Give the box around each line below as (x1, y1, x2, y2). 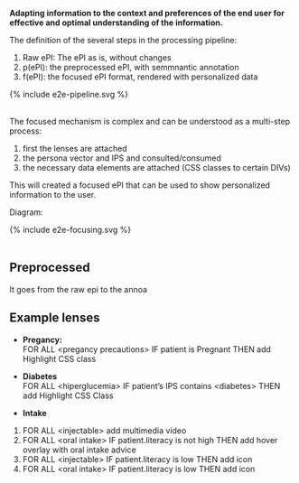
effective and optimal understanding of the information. (9, 17, 223, 28)
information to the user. (9, 190, 97, 200)
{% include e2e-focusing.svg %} (9, 225, 132, 235)
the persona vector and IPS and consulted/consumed (22, 153, 221, 163)
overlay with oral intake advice (22, 444, 137, 455)
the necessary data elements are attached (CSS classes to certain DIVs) (22, 163, 291, 172)
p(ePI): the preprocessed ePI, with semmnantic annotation (22, 62, 239, 72)
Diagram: (9, 207, 43, 218)
